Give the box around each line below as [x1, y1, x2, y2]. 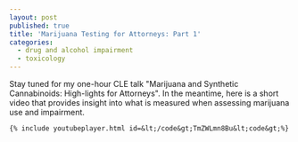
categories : [9, 37, 54, 47]
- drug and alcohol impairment [17, 46, 134, 55]
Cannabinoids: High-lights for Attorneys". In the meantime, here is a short [9, 88, 279, 99]
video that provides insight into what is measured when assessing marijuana [9, 98, 290, 107]
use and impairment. [9, 107, 85, 117]
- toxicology [17, 54, 66, 63]
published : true [9, 21, 70, 30]
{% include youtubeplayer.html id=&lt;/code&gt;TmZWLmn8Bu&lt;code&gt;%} [9, 124, 290, 133]
